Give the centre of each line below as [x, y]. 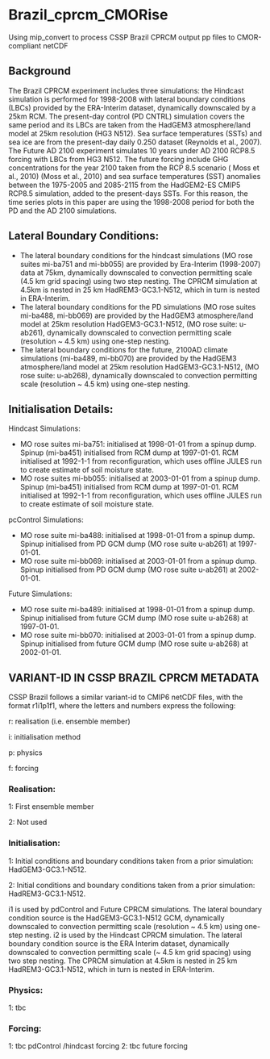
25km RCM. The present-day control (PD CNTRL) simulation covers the [127, 116]
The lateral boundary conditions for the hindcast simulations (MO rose [137, 255]
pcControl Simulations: [46, 520]
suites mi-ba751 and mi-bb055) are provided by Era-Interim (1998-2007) [140, 264]
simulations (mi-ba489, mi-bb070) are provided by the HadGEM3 [128, 358]
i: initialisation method [45, 737]
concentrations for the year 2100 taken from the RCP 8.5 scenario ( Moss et [134, 168]
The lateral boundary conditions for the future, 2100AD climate [124, 349]
